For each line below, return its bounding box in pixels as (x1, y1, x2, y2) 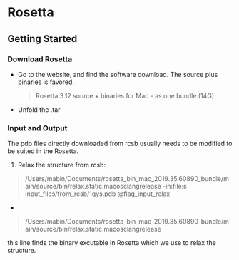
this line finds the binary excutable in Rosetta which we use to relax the (7, 239, 216, 247)
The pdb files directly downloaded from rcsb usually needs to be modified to (7, 140, 233, 148)
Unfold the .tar (17, 105, 61, 114)
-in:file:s (163, 182, 187, 191)
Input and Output (7, 123, 68, 132)
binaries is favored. (17, 78, 75, 86)
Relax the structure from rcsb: (17, 161, 106, 170)
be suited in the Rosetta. (7, 147, 79, 155)
